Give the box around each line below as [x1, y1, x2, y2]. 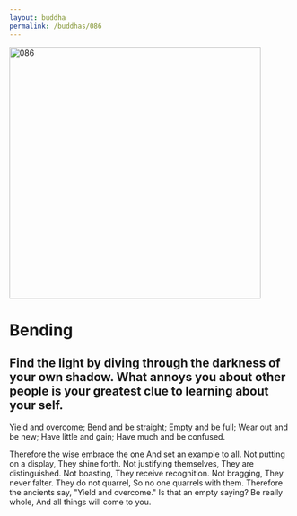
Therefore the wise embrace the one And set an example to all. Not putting [9, 449, 285, 459]
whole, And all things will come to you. [9, 496, 152, 507]
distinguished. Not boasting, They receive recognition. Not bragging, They [9, 467, 284, 478]
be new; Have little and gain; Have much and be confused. [9, 431, 226, 441]
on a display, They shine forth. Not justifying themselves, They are [9, 458, 254, 468]
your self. [9, 397, 64, 414]
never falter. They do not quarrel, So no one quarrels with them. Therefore [9, 477, 284, 488]
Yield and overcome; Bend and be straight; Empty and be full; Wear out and [9, 422, 289, 432]
